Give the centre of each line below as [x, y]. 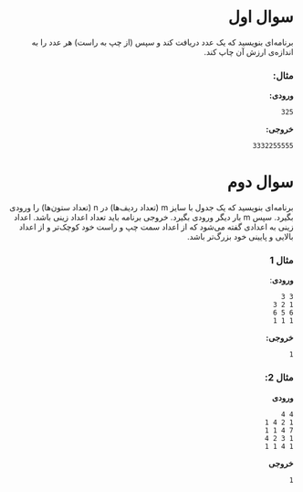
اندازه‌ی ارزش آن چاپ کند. [249, 51]
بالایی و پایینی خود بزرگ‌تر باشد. [240, 237]
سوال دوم [260, 182]
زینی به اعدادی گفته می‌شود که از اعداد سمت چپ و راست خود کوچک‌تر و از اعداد [156, 227]
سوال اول [261, 17]
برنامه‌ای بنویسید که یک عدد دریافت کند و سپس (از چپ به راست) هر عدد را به [162, 42]
